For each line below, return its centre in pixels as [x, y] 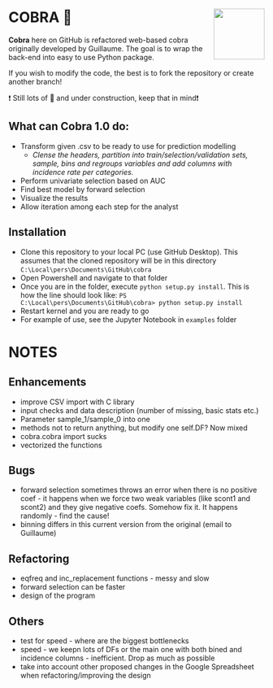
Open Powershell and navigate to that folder [94, 277]
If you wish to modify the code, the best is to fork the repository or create [131, 72]
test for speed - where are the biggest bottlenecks [104, 641]
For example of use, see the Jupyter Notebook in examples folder [128, 319]
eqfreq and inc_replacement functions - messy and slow [115, 578]
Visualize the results [54, 198]
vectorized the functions [61, 445]
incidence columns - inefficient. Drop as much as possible [117, 658]
